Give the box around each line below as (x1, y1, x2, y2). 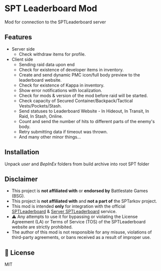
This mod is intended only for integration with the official (11, 203, 125, 209)
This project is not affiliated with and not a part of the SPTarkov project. (11, 198, 157, 204)
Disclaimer (4, 175, 38, 183)
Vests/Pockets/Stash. (18, 103, 62, 108)
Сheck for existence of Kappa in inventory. (18, 82, 105, 88)
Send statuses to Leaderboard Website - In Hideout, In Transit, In (18, 108, 149, 114)
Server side (11, 46, 35, 52)
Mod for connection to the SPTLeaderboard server (4, 19, 107, 25)
